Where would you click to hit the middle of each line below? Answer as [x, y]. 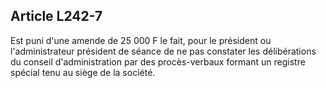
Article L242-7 [56, 16]
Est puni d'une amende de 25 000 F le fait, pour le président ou [141, 40]
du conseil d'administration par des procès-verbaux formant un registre [158, 61]
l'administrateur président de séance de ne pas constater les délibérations [163, 51]
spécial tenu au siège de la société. [83, 72]
